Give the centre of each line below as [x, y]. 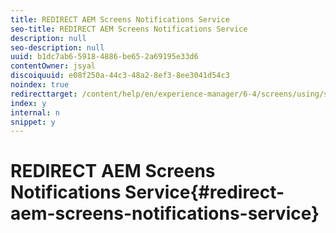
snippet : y [33, 122]
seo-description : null [57, 47]
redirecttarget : [44, 94]
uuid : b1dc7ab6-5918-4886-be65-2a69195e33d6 [104, 57]
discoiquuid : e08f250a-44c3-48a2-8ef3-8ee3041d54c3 [120, 76]
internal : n [35, 112]
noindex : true [40, 85]
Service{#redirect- [204, 192]
